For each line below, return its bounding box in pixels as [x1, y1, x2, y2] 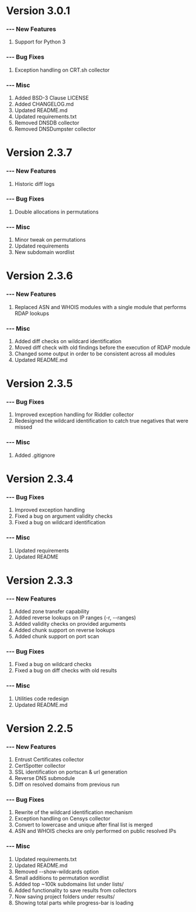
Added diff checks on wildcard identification [14, 337, 122, 344]
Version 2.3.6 [6, 269, 73, 283]
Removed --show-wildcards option [14, 868, 99, 875]
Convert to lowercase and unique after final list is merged [14, 821, 153, 828]
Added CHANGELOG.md [14, 101, 74, 108]
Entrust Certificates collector [14, 756, 84, 763]
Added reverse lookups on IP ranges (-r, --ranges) [14, 614, 136, 621]
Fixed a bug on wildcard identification [14, 519, 106, 526]
